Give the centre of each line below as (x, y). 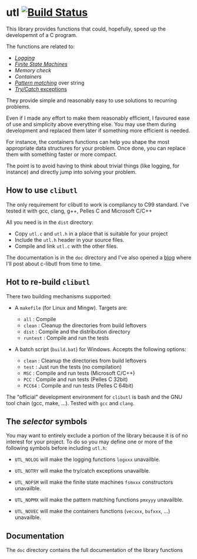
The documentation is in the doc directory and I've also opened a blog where (99, 257)
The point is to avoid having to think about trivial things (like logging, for (93, 166)
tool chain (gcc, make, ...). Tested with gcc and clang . (70, 403)
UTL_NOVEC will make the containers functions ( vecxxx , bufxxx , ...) (92, 511)
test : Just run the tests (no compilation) (73, 366)
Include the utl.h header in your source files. (69, 240)
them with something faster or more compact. (62, 154)
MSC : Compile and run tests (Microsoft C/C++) (79, 373)
